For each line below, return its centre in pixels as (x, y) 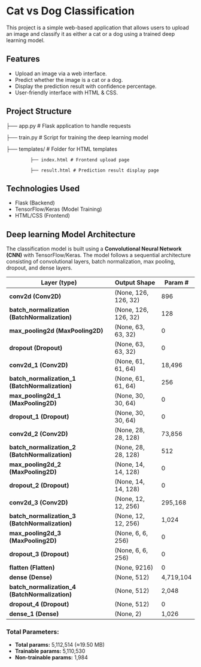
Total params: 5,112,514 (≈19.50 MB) (60, 645)
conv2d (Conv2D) (35, 296)
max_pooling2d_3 (35, 533)
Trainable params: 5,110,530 (50, 651)
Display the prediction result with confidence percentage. (86, 86)
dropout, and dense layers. (39, 268)
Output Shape (135, 283)
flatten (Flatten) (32, 568)
